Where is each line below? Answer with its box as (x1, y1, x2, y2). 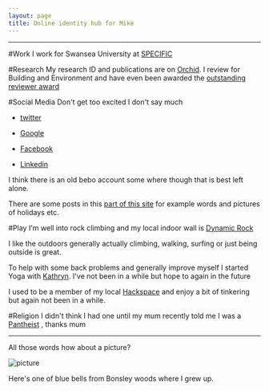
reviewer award (8, 81, 60, 91)
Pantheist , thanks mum (8, 319, 86, 329)
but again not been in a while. (8, 295, 106, 305)
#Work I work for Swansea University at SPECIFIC (8, 49, 173, 59)
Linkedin (19, 159, 49, 169)
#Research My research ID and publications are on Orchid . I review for (8, 64, 240, 74)
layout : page (8, 11, 52, 20)
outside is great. (8, 246, 62, 257)
